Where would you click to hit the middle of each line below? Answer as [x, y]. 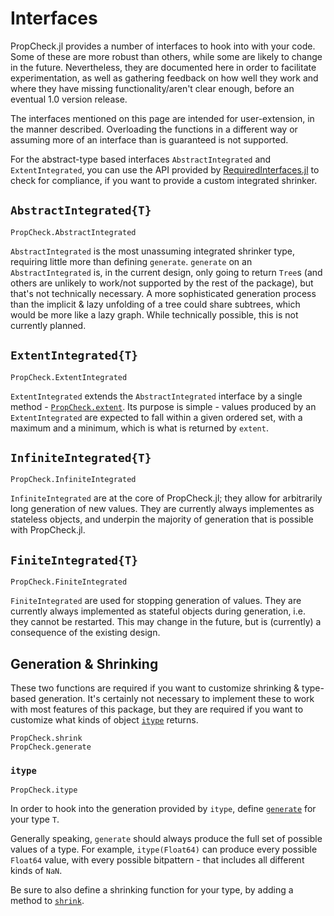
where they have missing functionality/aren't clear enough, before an [152, 88]
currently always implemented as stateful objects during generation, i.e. [158, 611]
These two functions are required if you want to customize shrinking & [155, 688]
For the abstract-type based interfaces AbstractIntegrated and [141, 159]
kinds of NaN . [36, 871]
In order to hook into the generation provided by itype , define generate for [163, 809]
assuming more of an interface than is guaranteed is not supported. [149, 139]
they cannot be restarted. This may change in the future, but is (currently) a [166, 622]
